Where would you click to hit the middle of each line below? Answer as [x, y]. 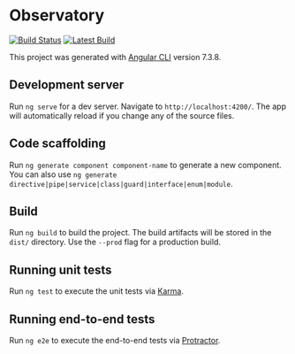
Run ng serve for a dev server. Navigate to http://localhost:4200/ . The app [148, 106]
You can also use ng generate [63, 174]
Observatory [57, 15]
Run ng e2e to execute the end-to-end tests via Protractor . [115, 340]
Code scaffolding [57, 144]
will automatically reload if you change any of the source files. [122, 115]
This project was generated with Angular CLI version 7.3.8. [115, 57]
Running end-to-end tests [82, 319]
